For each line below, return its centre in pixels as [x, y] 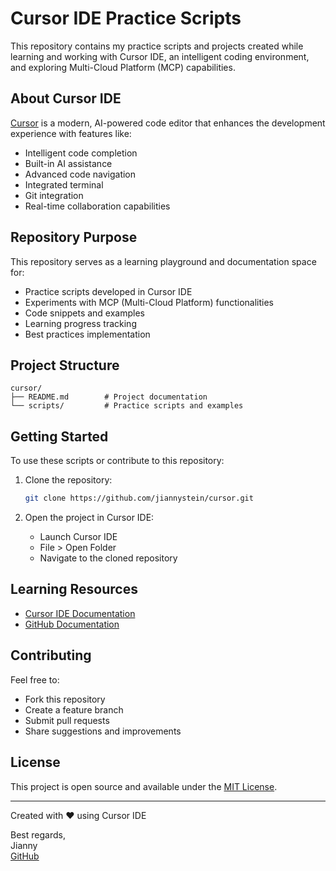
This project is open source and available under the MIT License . [144, 786]
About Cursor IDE [66, 98]
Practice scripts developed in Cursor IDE [108, 291]
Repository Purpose [74, 237]
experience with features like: [71, 133]
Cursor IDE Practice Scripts [126, 18]
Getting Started [59, 436]
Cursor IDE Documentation [80, 613]
